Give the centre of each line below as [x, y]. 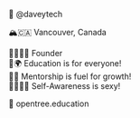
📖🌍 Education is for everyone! [65, 63]
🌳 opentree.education [49, 103]
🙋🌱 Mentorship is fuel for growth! [70, 76]
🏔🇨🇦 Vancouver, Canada [58, 32]
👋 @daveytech [36, 14]
